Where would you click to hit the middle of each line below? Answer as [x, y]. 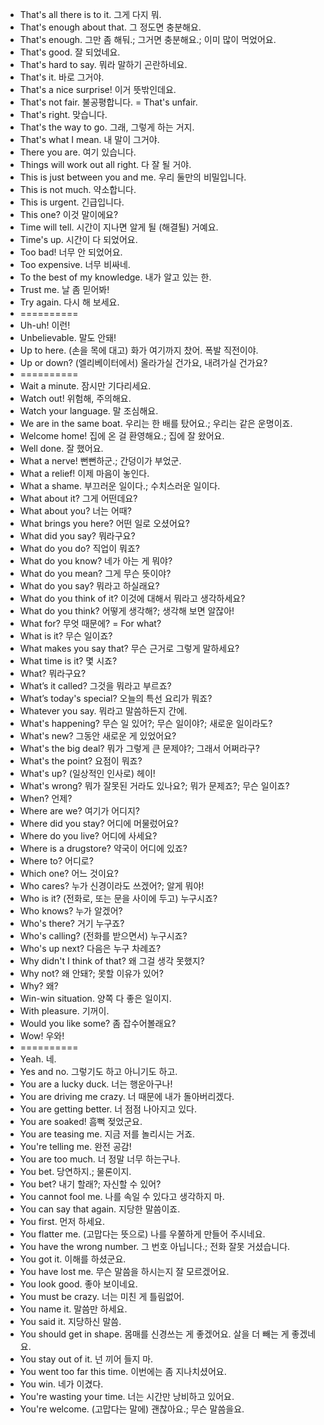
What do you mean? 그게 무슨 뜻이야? [95, 573]
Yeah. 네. [38, 1059]
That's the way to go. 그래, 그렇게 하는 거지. [107, 127]
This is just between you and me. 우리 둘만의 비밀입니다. [133, 177]
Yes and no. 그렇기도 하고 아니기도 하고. [98, 1071]
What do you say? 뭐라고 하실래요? [89, 586]
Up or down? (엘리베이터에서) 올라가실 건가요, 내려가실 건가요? [143, 362]
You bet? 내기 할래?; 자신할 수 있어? [90, 1184]
